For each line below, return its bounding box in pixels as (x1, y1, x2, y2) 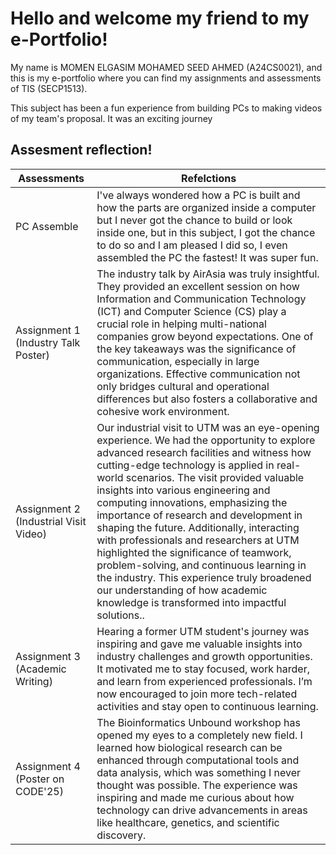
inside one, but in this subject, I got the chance (96, 225, 316, 239)
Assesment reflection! (10, 142, 153, 159)
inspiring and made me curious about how (96, 790, 295, 804)
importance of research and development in (96, 508, 303, 522)
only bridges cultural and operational (96, 379, 270, 393)
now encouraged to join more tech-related (96, 687, 298, 701)
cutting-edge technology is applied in (96, 458, 275, 472)
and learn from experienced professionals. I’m (96, 674, 313, 688)
